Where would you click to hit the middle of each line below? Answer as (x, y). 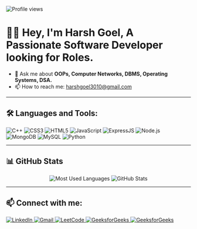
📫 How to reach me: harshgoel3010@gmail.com (73, 86)
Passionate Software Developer (84, 45)
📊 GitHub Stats (35, 161)
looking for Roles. (50, 58)
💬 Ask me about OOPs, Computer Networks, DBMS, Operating (91, 74)
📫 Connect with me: (44, 203)
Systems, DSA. (33, 80)
